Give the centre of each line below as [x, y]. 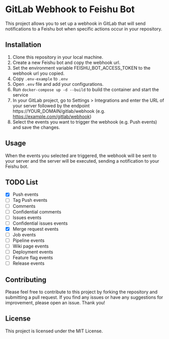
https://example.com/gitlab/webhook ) [52, 116]
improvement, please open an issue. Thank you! [55, 303]
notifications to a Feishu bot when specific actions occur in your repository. [84, 28]
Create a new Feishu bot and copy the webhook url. [66, 63]
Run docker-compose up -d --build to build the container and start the [86, 89]
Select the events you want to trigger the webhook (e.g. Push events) [85, 122]
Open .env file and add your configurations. [58, 84]
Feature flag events [33, 258]
